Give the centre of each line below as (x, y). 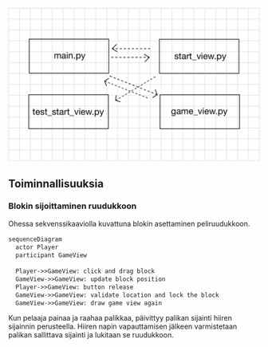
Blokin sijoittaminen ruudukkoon (73, 206)
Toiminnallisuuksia (56, 183)
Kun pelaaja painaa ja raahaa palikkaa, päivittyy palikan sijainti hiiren (120, 317)
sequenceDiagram (35, 239)
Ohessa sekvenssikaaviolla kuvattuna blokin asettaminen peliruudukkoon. (129, 223)
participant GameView (51, 255)
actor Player (37, 247)
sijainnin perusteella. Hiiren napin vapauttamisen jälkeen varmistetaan (123, 326)
